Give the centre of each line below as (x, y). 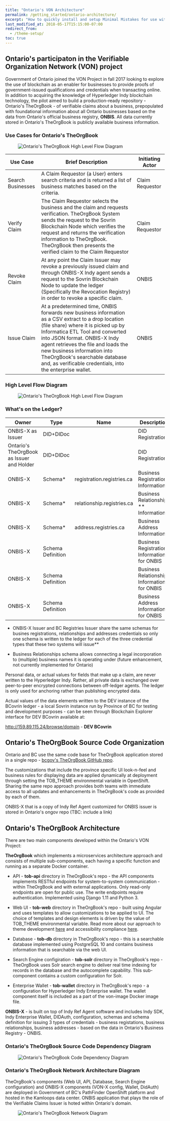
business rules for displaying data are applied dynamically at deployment (81, 775)
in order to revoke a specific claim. (82, 298)
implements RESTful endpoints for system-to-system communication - (86, 881)
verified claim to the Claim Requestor (85, 252)
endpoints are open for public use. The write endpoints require (78, 892)
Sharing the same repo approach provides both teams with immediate (78, 786)
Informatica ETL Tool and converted (84, 331)
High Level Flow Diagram (36, 385)
